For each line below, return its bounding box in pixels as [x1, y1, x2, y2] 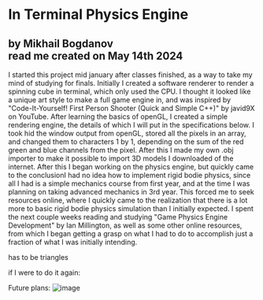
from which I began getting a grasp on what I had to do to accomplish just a [8, 229, 254, 238]
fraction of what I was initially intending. [8, 238, 138, 246]
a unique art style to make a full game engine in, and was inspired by [8, 95, 231, 104]
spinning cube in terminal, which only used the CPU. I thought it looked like [8, 87, 251, 96]
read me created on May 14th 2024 [8, 49, 183, 62]
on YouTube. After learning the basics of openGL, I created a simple [8, 112, 228, 121]
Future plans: [8, 283, 51, 292]
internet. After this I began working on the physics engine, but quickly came [8, 162, 254, 171]
